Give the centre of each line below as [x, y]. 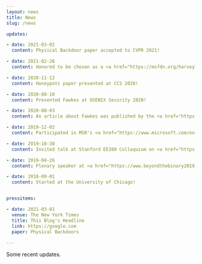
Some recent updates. [34, 254]
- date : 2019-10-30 [31, 143]
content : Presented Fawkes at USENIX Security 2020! [79, 100]
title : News [21, 17]
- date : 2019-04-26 [31, 160]
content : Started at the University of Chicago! [74, 182]
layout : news [23, 12]
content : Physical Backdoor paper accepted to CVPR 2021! [86, 51]
